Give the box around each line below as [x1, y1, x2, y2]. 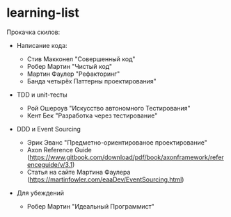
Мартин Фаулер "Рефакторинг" [26, 70, 120, 78]
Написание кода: [16, 41, 67, 49]
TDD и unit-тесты [16, 90, 67, 99]
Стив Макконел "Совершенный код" [26, 54, 136, 63]
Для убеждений [16, 188, 64, 197]
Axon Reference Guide [26, 145, 92, 154]
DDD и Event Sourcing [16, 124, 81, 133]
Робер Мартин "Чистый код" [26, 62, 113, 70]
